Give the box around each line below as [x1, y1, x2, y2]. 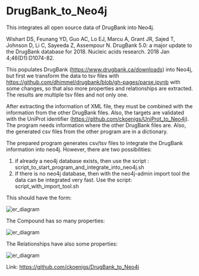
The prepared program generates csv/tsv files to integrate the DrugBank [6, 139, 183, 146]
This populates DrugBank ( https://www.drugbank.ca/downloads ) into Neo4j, [6, 65, 193, 73]
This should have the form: [6, 194, 72, 201]
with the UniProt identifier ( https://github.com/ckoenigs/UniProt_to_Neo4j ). [6, 115, 189, 123]
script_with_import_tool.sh [14, 183, 79, 190]
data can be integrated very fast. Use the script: [14, 176, 132, 183]
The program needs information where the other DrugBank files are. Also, [6, 121, 186, 128]
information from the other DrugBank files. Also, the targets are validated [6, 109, 184, 116]
